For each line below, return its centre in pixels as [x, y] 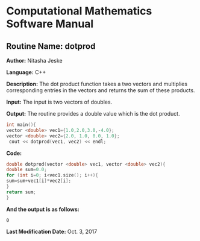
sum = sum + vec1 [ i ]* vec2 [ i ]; [39, 181]
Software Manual [50, 24]
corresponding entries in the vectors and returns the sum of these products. [101, 90]
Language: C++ [26, 72]
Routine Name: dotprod [51, 46]
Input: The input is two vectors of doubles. [59, 102]
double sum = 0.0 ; [27, 170]
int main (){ [21, 125]
